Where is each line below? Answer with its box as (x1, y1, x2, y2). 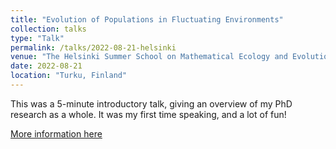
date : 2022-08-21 (10, 61, 83, 71)
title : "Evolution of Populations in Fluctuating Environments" (10, 14, 284, 25)
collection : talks (10, 24, 87, 34)
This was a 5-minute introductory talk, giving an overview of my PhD (10, 97, 293, 110)
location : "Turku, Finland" (10, 71, 128, 81)
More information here (10, 127, 103, 140)
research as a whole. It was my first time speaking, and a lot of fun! (10, 108, 287, 120)
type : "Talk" (10, 33, 65, 43)
